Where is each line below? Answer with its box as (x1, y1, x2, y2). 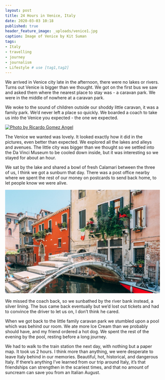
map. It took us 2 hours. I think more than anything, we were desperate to (5, 348, 154, 354)
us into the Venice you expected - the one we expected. (5, 115, 119, 121)
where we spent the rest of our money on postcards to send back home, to (5, 175, 157, 181)
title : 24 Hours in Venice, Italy (5, 13, 76, 18)
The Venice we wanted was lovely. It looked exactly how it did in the (5, 134, 143, 140)
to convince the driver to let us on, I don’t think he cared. (5, 308, 120, 315)
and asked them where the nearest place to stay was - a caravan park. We (5, 90, 156, 95)
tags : (5, 39, 16, 44)
